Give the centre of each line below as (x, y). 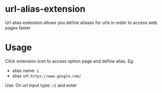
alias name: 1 (26, 70)
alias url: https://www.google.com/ (47, 76)
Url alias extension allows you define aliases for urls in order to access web (81, 23)
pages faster (18, 27)
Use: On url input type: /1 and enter (41, 85)
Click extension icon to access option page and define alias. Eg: (70, 61)
